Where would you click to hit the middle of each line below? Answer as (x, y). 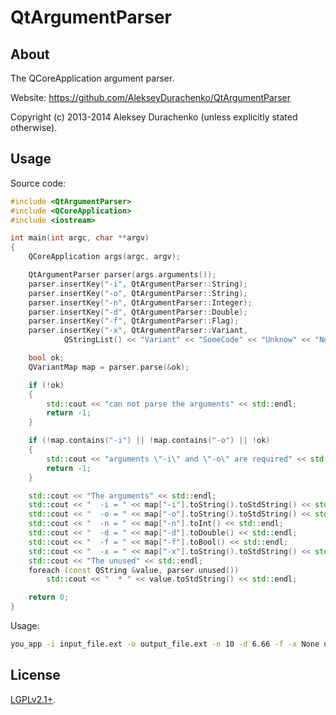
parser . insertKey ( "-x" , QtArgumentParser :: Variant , (138, 331)
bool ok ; (46, 358)
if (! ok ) (46, 385)
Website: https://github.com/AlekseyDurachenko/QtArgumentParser (150, 97)
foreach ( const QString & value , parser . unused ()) (134, 570)
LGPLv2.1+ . (33, 699)
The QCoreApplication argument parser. (92, 78)
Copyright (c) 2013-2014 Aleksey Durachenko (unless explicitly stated (154, 117)
